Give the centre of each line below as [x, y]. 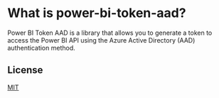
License [25, 70]
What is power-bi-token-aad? [97, 13]
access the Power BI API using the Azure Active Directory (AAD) [101, 40]
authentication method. [42, 48]
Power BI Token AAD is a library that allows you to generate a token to [110, 33]
